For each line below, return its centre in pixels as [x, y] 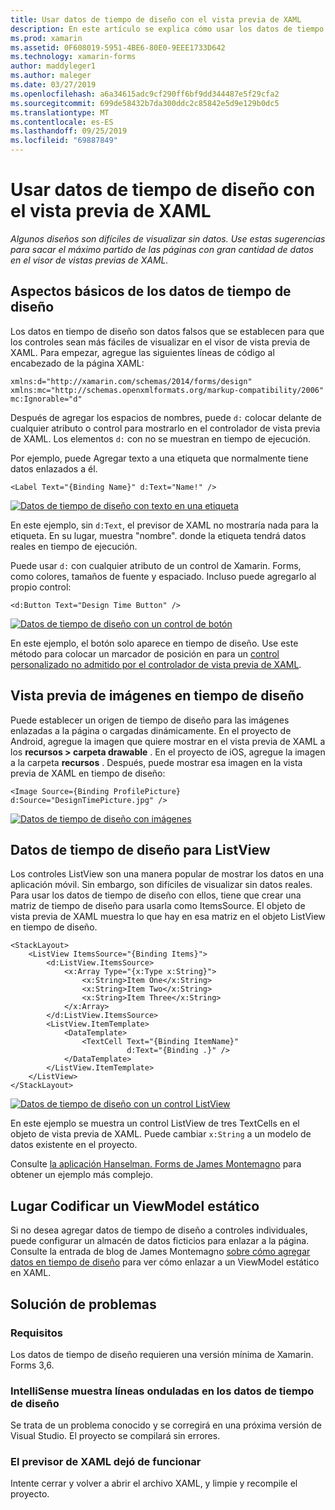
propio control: [41, 587]
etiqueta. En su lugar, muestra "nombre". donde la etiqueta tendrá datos [158, 535]
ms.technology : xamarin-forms [73, 57]
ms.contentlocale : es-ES [62, 122]
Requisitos [36, 1333]
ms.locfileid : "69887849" [64, 141]
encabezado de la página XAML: [77, 363]
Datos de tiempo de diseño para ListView [140, 849]
